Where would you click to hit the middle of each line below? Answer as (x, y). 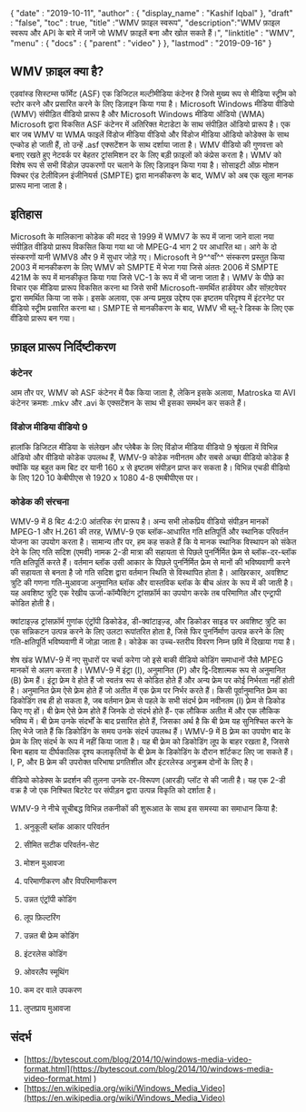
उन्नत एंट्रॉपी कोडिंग (49, 899)
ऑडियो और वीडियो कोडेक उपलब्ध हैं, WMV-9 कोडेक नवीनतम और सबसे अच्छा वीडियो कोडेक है (150, 457)
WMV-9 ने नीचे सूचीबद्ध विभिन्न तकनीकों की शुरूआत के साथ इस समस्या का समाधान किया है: (144, 808)
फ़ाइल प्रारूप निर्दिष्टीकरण (63, 347)
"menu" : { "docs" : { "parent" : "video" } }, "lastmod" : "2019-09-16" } (141, 43)
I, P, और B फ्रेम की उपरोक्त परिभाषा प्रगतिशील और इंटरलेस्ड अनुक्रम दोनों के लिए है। (132, 762)
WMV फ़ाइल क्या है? (57, 72)
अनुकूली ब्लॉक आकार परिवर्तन (66, 826)
